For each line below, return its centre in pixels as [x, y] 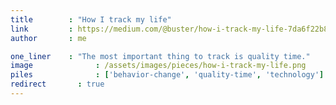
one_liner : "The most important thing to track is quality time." [160, 56]
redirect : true [57, 84]
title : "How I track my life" [91, 19]
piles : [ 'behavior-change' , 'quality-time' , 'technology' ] [167, 75]
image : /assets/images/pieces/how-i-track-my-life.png [158, 66]
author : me [48, 38]
